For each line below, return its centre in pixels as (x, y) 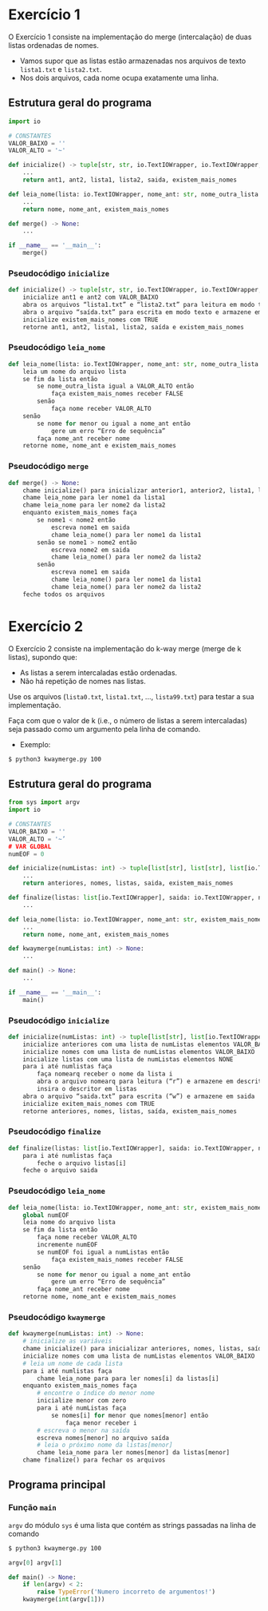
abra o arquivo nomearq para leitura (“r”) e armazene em (135, 1082)
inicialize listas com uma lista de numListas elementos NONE (128, 1059)
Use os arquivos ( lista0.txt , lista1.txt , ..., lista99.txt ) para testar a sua (131, 696)
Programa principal (57, 1485)
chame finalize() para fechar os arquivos (94, 1460)
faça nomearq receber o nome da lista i (105, 1074)
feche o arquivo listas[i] (82, 1163)
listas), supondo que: (43, 657)
